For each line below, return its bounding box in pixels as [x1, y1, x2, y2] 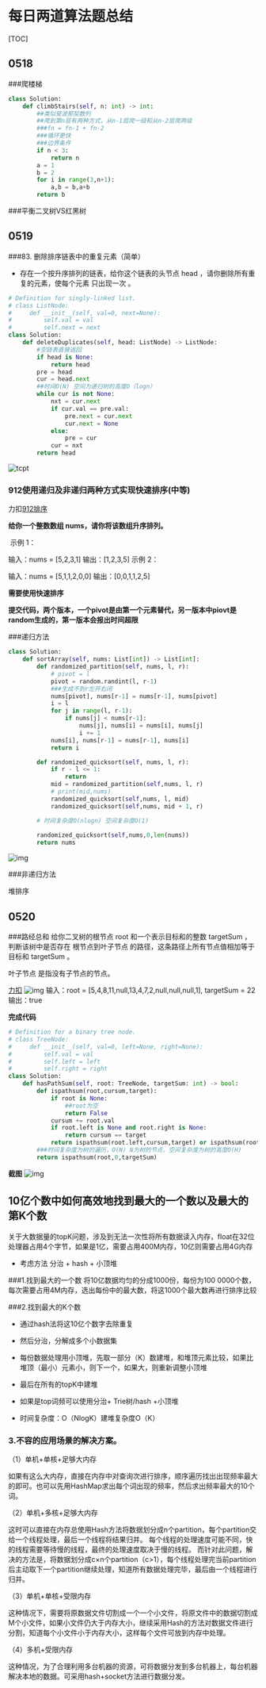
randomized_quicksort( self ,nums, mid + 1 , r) [50, 802, 203, 810]
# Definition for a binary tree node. [8, 1028, 136, 1036]
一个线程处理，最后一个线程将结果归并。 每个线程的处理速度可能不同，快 [14, 1534, 253, 1544]
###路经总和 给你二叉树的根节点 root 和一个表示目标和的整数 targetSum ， [8, 932, 252, 942]
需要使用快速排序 [8, 589, 64, 598]
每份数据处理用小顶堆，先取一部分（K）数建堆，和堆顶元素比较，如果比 [19, 1352, 254, 1362]
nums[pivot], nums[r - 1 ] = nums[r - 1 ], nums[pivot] [50, 692, 218, 700]
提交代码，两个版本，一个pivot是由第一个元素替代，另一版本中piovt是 [8, 605, 237, 615]
